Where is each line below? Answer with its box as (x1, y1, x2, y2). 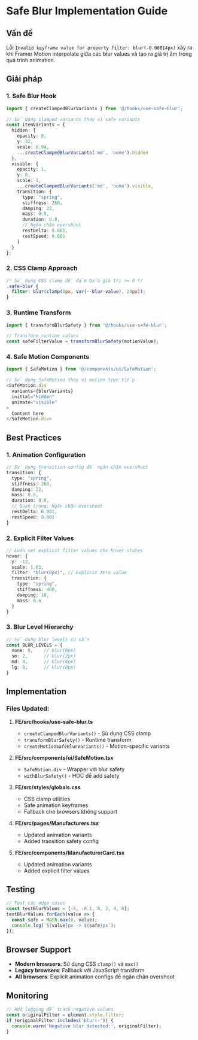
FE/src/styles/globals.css (14, 783, 81, 791)
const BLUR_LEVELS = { (6, 642, 63, 648)
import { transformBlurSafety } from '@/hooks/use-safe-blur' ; (6, 322, 167, 328)
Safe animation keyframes (23, 801, 89, 809)
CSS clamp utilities (23, 795, 71, 802)
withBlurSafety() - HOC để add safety (23, 772, 120, 779)
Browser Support (6, 945, 72, 954)
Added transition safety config (23, 837, 99, 845)
